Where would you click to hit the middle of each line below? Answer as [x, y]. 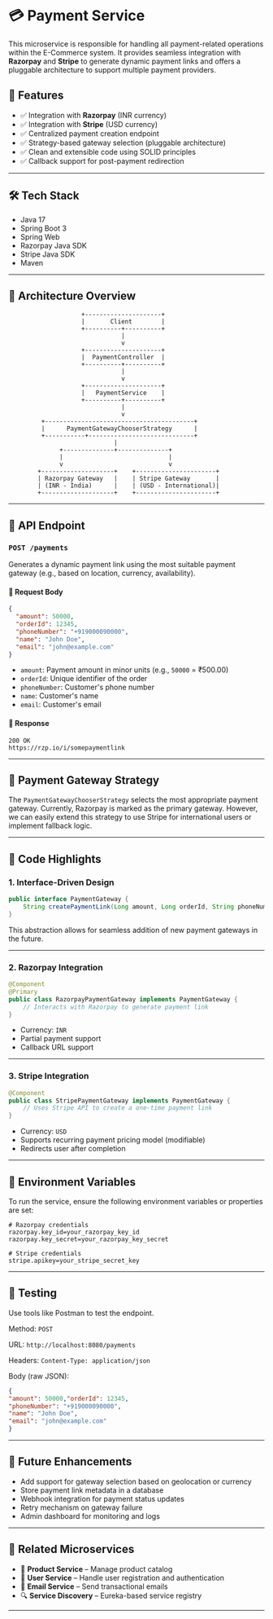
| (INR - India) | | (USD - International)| [129, 486]
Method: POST [31, 1328]
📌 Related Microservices [71, 1549]
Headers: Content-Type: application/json [79, 1360]
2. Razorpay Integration [56, 967]
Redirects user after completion [73, 1149]
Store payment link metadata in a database [92, 1490]
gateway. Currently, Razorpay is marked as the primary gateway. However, [133, 808]
